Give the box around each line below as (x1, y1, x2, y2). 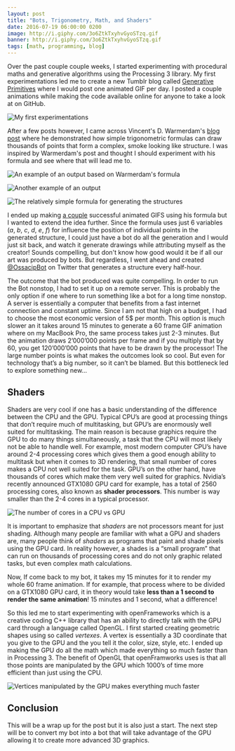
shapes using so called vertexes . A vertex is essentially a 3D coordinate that (7, 631, 227, 639)
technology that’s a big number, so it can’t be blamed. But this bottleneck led (7, 359, 229, 367)
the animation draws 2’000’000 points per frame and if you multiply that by (7, 336, 224, 345)
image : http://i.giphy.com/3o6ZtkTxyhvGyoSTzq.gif (7, 29, 159, 37)
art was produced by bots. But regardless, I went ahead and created (7, 255, 205, 264)
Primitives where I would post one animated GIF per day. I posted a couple (7, 85, 222, 93)
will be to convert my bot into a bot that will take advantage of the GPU (7, 728, 212, 737)
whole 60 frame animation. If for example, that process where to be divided (7, 580, 226, 588)
